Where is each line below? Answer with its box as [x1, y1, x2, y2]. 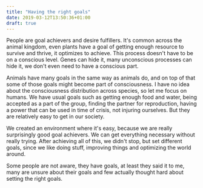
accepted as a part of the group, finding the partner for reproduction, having [6, 100, 197, 107]
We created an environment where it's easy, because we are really [6, 125, 173, 132]
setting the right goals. [6, 175, 62, 183]
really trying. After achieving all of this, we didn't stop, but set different [6, 138, 182, 145]
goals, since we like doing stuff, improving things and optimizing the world [6, 144, 191, 152]
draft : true [6, 20, 36, 26]
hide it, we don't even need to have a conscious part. [6, 62, 139, 70]
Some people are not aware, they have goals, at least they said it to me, [6, 162, 185, 170]
